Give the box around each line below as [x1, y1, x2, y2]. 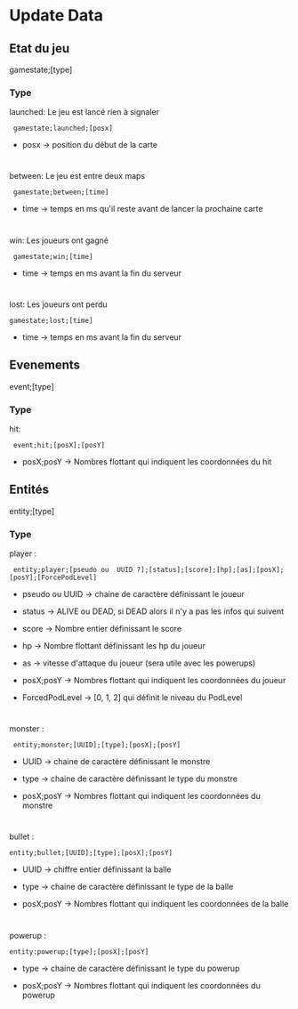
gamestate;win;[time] [12, 252, 93, 261]
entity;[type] [9, 505, 55, 516]
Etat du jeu [9, 41, 69, 56]
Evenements [9, 358, 81, 373]
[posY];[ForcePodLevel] [9, 573, 98, 583]
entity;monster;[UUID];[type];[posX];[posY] [12, 740, 181, 750]
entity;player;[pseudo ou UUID [12, 566, 133, 575]
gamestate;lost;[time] [9, 316, 93, 325]
